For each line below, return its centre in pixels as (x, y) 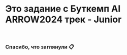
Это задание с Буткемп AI (63, 9)
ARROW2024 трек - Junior (63, 19)
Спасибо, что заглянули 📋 (40, 47)
